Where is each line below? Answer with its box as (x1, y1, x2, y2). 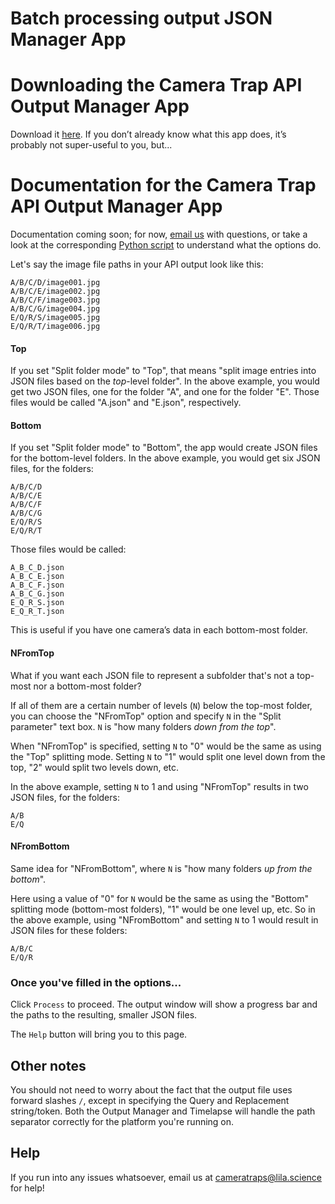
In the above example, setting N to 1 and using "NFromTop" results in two (10, 780, 309, 792)
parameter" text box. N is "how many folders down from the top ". (10, 720, 277, 732)
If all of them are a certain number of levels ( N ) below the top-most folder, (10, 699, 313, 711)
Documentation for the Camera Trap (10, 174, 317, 197)
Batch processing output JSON (10, 7, 273, 30)
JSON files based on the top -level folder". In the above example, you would (10, 375, 320, 387)
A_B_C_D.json (10, 563, 65, 573)
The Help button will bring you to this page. (10, 1028, 188, 1041)
